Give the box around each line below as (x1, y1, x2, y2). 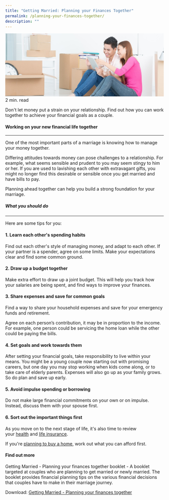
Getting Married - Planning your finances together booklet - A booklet (5, 463, 150, 469)
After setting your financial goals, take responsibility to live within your (5, 353, 151, 359)
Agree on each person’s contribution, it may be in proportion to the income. (5, 320, 161, 326)
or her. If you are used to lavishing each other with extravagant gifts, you (5, 165, 156, 171)
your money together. (5, 145, 50, 151)
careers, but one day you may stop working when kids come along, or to (5, 364, 155, 370)
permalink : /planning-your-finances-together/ (5, 13, 105, 19)
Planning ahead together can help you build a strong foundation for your (5, 186, 155, 192)
